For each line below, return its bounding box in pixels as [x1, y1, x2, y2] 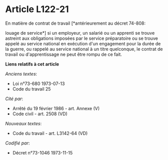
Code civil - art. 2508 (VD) [12, 111, 68, 117]
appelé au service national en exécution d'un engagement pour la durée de [5, 40, 161, 46]
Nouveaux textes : [5, 120, 42, 126]
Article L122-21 [5, 4, 69, 15]
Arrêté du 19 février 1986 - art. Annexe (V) [12, 105, 100, 111]
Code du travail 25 [12, 86, 51, 92]
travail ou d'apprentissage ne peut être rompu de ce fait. [5, 51, 122, 57]
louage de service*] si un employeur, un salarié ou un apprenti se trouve [5, 30, 155, 36]
